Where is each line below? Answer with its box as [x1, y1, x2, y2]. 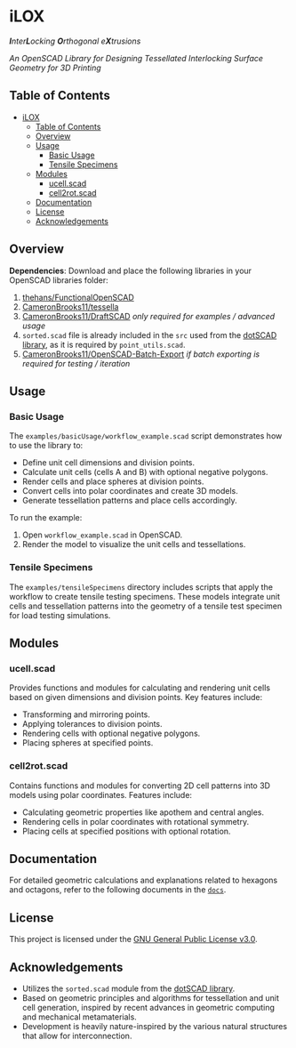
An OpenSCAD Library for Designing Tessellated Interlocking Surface [9, 52, 264, 63]
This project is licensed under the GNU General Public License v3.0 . [9, 934, 258, 945]
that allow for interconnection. [21, 1030, 132, 1041]
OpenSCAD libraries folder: [9, 274, 108, 286]
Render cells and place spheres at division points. [21, 476, 204, 487]
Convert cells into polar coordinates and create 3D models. [21, 486, 238, 496]
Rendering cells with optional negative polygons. [21, 728, 201, 739]
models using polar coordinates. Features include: [9, 789, 193, 800]
